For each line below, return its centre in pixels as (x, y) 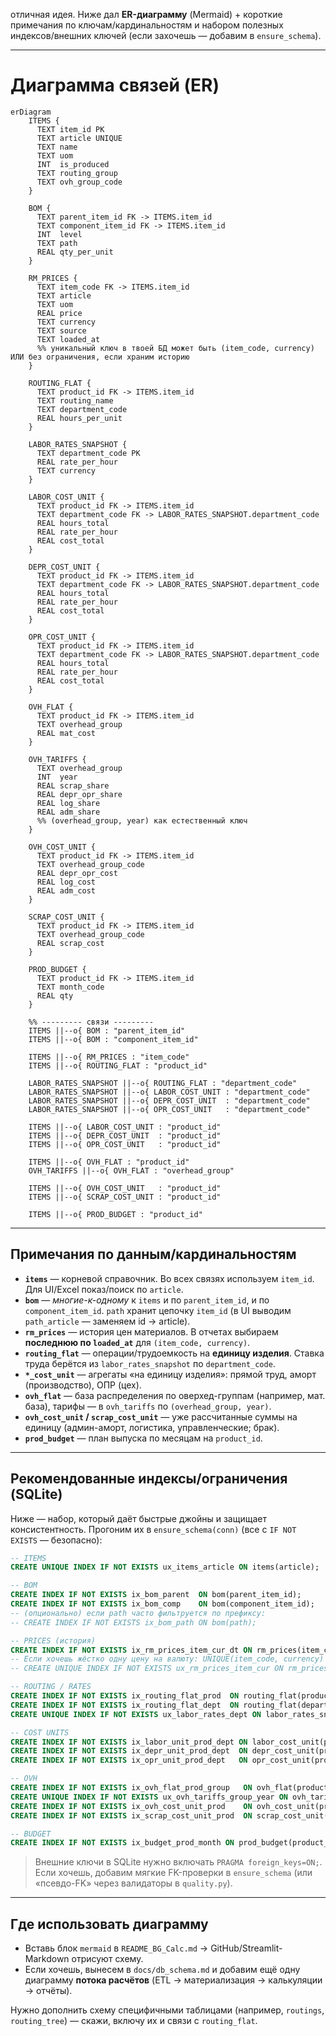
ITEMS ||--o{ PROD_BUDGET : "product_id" (115, 1214)
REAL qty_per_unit (75, 252)
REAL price (59, 313)
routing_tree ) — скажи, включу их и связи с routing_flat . (134, 2021)
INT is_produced (73, 164)
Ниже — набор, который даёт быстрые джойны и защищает (138, 1518)
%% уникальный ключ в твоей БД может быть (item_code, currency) (175, 348)
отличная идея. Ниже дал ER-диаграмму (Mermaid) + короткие (146, 14)
